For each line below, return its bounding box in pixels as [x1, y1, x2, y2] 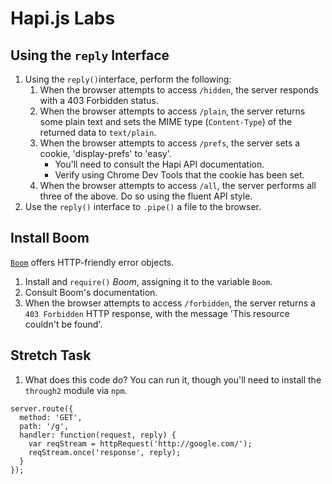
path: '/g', [19, 421, 70, 431]
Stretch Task [10, 347, 92, 364]
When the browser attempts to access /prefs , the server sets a [39, 137, 301, 149]
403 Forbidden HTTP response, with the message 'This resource [24, 307, 290, 319]
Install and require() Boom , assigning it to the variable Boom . [24, 275, 273, 287]
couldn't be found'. [24, 318, 103, 330]
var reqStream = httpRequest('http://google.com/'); [28, 438, 253, 449]
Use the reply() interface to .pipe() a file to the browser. [24, 201, 262, 212]
